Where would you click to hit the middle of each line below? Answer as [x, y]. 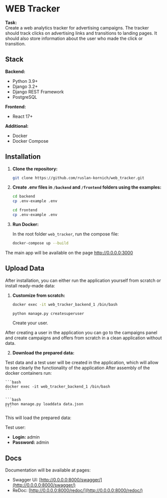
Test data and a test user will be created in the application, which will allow [82, 363]
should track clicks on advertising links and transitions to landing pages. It [81, 33]
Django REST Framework [38, 92]
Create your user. [30, 323]
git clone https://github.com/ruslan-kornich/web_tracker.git [78, 178]
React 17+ [23, 116]
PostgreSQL [25, 97]
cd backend [24, 197]
